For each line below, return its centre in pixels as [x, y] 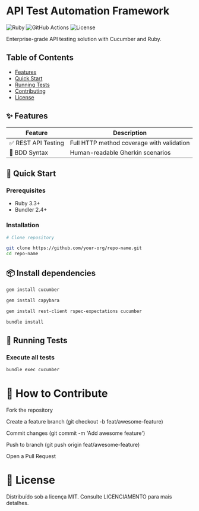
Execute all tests [31, 357]
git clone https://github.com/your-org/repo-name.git [74, 248]
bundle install [25, 322]
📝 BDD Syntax [29, 152]
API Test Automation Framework [88, 11]
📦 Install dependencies [51, 273]
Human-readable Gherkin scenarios [120, 152]
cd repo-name [22, 254]
